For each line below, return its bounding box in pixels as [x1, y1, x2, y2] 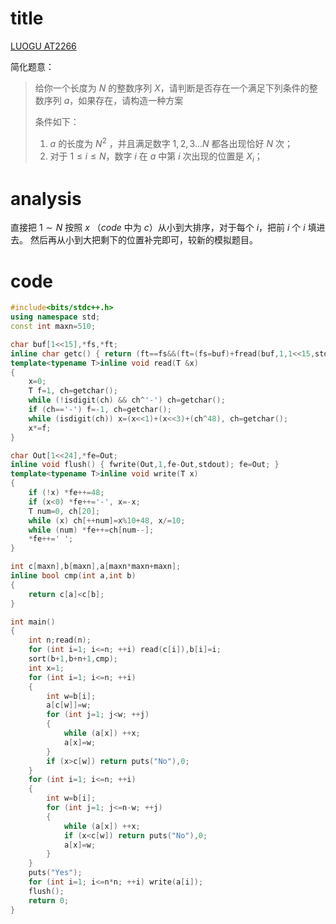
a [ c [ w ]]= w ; [46, 700, 92, 711]
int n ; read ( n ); [28, 635, 92, 646]
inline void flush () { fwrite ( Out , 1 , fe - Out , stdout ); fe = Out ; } [10, 460, 280, 470]
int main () [10, 617, 56, 627]
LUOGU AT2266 [10, 40, 77, 52]
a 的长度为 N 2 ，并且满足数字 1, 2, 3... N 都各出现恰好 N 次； [49, 135, 293, 149]
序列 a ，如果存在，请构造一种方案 [43, 94, 184, 106]
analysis [10, 187, 82, 210]
